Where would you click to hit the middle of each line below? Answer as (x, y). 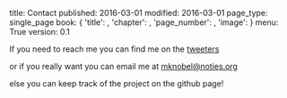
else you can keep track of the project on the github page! (117, 83)
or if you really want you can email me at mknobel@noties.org (123, 66)
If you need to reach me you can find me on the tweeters (114, 49)
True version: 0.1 (39, 32)
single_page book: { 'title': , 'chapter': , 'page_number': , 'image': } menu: (144, 22)
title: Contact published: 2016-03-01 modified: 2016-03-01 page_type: (139, 13)
